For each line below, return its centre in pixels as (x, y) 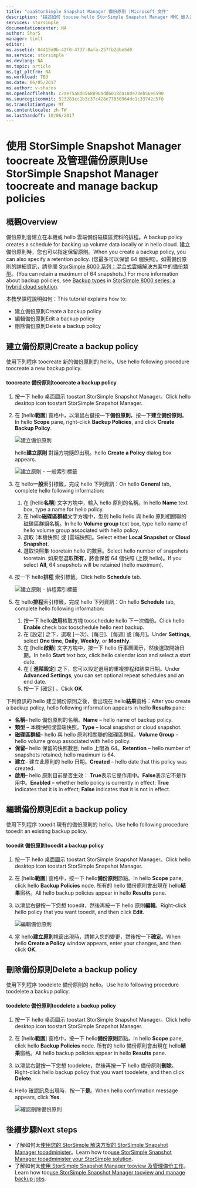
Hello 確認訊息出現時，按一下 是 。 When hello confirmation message (96, 1090)
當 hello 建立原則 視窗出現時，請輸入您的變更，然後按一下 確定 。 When (97, 937)
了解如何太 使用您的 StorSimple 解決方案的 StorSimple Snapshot (91, 1145)
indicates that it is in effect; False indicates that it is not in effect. (92, 789)
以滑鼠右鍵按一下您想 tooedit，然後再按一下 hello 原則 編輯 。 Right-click (100, 905)
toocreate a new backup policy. (44, 369)
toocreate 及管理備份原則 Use (77, 161)
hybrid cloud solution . (32, 287)
